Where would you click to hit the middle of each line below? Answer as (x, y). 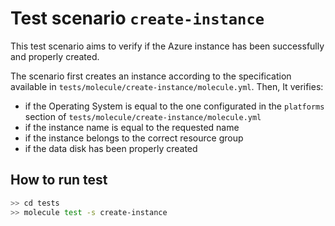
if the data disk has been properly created (111, 148)
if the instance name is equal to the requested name (132, 127)
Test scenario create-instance (137, 18)
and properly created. (55, 56)
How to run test (59, 180)
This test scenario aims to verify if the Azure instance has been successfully (167, 46)
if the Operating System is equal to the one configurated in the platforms (174, 106)
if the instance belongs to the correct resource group (134, 138)
